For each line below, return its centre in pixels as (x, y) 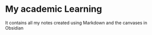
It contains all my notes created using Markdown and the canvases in (76, 23)
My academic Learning (54, 9)
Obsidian (14, 28)
